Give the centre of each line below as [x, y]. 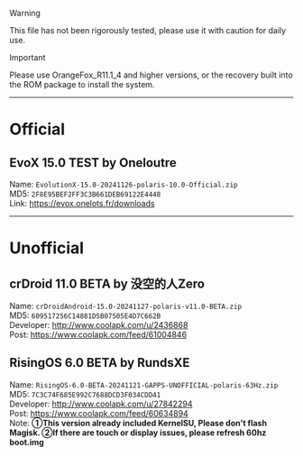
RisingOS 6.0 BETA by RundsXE [100, 363]
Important [28, 57]
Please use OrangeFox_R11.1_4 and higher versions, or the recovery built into [151, 75]
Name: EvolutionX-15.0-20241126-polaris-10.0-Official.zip [124, 184]
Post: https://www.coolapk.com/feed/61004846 [98, 334]
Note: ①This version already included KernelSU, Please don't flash [138, 423]
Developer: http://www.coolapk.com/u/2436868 [99, 325]
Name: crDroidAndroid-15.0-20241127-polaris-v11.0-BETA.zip [125, 306]
